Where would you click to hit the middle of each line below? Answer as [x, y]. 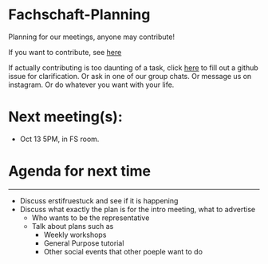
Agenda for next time [80, 171]
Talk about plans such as [73, 226]
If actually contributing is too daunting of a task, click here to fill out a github [134, 67]
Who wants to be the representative [91, 218]
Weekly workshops [75, 234]
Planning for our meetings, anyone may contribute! [92, 37]
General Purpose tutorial [84, 243]
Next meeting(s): [66, 117]
